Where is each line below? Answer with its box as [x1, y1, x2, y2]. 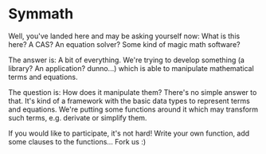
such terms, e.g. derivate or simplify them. [8, 113, 147, 122]
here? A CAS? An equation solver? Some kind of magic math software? [8, 39, 241, 49]
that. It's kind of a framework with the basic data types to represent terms [8, 96, 251, 105]
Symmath [8, 5, 74, 23]
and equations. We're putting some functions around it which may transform [8, 105, 259, 114]
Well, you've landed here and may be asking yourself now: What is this [8, 31, 241, 41]
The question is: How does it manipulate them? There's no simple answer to [8, 87, 257, 97]
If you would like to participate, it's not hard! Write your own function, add [8, 128, 250, 138]
